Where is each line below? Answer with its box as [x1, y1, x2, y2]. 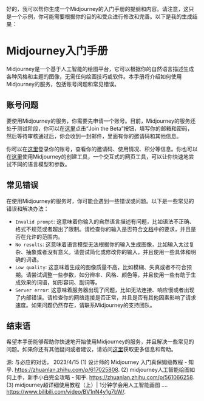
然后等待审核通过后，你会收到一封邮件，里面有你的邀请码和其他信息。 [6, 132, 182, 140]
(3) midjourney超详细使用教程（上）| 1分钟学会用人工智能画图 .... [6, 382, 168, 389]
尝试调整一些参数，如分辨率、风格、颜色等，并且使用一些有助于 [31, 271, 191, 278]
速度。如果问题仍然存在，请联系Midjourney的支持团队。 [15, 301, 155, 309]
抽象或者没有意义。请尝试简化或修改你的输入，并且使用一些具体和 [25, 248, 191, 255]
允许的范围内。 [25, 233, 64, 240]
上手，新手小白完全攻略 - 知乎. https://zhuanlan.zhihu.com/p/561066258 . [11, 374, 195, 381]
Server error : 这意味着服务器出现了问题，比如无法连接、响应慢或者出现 [15, 286, 195, 293]
